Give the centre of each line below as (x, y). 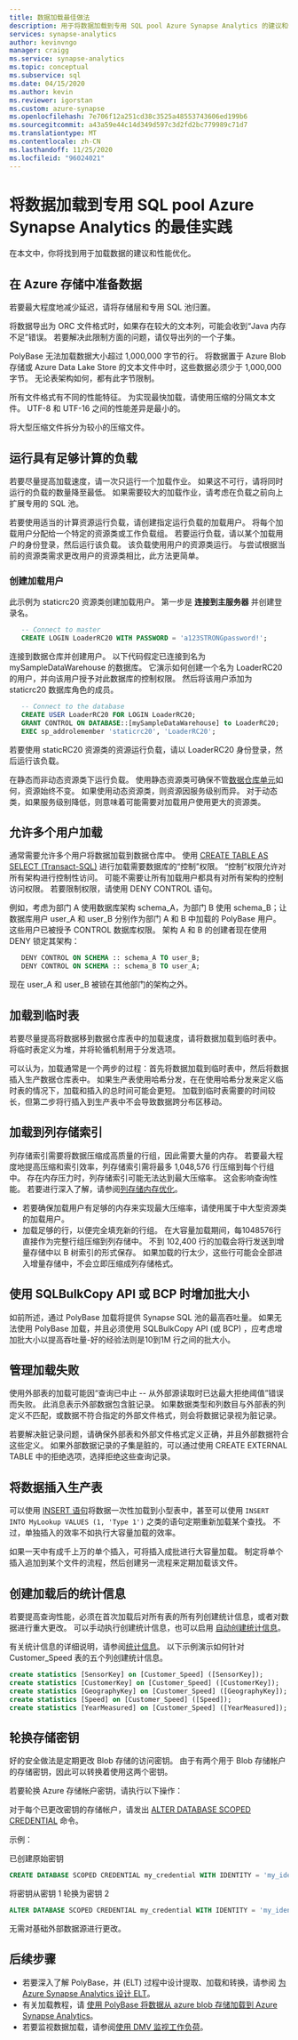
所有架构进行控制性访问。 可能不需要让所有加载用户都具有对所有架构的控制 (146, 878)
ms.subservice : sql (45, 76)
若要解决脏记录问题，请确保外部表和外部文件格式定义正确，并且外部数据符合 (149, 1434)
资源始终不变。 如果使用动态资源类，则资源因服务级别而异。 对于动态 (151, 790)
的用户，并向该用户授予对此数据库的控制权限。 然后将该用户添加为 (131, 679)
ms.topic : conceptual (49, 68)
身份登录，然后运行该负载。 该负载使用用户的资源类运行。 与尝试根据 (151, 544)
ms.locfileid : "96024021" (57, 158)
